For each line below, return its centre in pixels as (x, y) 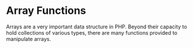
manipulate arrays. (29, 39)
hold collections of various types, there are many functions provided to (92, 32)
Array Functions (46, 11)
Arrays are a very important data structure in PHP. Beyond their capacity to (97, 27)
